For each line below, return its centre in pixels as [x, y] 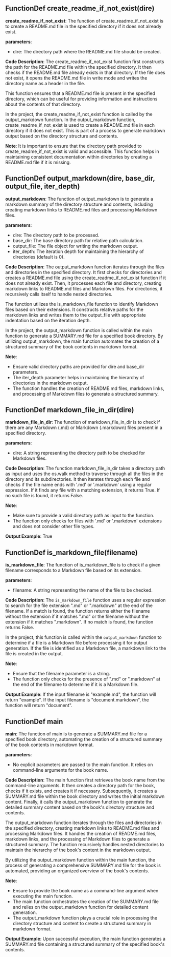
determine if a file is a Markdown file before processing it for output [76, 643]
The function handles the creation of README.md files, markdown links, [88, 388]
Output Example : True [29, 536]
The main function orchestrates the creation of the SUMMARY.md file [86, 902]
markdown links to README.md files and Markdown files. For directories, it [84, 288]
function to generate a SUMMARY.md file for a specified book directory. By [84, 336]
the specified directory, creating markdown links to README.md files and [82, 828]
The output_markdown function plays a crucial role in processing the [85, 918]
